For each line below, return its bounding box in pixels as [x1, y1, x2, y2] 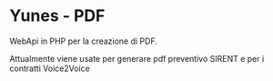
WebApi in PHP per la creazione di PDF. [9, 35, 157, 46]
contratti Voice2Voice [9, 63, 91, 74]
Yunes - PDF [9, 5, 106, 26]
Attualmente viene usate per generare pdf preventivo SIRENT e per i [9, 53, 265, 64]
